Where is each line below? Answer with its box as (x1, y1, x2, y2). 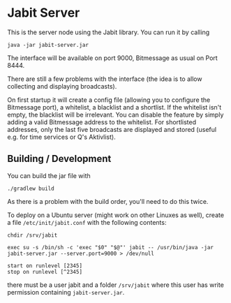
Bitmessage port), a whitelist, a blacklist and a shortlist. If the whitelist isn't (7, 103, 222, 111)
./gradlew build (7, 185, 54, 192)
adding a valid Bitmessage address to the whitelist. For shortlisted (7, 117, 197, 126)
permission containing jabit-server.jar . (7, 288, 125, 296)
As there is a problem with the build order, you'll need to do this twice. (7, 197, 209, 205)
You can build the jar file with (7, 171, 91, 179)
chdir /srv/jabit (7, 232, 58, 239)
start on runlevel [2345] (7, 262, 82, 269)
